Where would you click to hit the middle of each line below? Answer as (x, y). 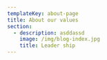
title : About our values (43, 20)
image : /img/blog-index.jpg (60, 39)
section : (20, 26)
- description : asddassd (49, 33)
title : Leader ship (48, 46)
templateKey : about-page (43, 13)
